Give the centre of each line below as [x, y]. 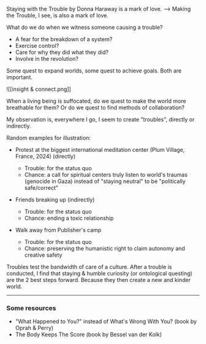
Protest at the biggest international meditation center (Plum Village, [100, 150]
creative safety [43, 255]
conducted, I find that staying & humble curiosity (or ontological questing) [99, 273]
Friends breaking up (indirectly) [55, 200]
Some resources [31, 308]
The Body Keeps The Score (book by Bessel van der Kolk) [89, 335]
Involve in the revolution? [47, 59]
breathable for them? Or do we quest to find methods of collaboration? [96, 107]
